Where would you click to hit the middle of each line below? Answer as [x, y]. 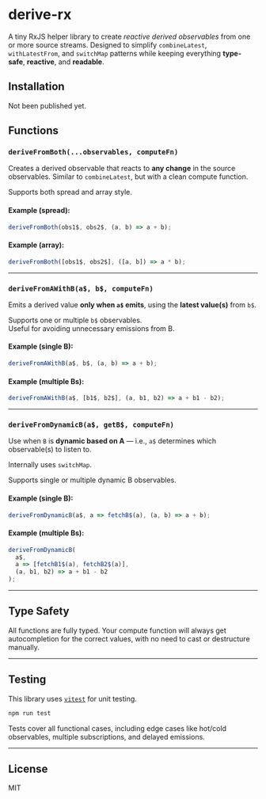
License [28, 769]
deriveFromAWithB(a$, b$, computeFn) [81, 288]
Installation [36, 87]
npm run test [30, 713]
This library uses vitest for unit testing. [72, 698]
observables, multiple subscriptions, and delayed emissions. [107, 736]
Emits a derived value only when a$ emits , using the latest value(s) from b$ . [133, 304]
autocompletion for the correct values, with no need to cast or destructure [129, 638]
